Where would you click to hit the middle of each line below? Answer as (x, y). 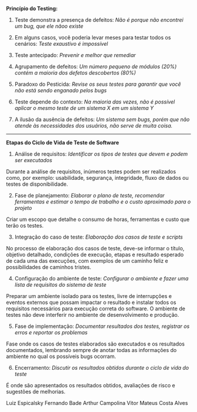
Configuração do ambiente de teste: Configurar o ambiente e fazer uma (101, 278)
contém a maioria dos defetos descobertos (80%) (75, 73)
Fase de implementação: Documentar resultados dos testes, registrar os (102, 326)
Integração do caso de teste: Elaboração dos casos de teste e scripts (99, 237)
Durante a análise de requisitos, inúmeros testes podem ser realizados (91, 172)
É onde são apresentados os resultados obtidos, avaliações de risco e (91, 385)
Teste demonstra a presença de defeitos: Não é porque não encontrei (99, 20)
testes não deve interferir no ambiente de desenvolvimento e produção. (93, 315)
